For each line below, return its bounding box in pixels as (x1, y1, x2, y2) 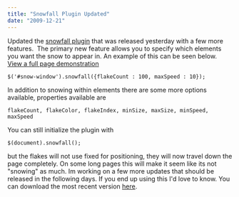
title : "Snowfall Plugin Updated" (7, 10, 111, 18)
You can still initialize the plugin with (7, 125, 114, 134)
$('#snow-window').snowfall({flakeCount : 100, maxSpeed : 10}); (7, 73, 205, 80)
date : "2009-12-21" (7, 17, 66, 24)
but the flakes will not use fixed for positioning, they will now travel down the (7, 151, 233, 160)
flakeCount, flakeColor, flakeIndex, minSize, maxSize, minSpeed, (7, 107, 209, 114)
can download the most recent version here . (7, 182, 138, 191)
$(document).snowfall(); (7, 139, 81, 147)
